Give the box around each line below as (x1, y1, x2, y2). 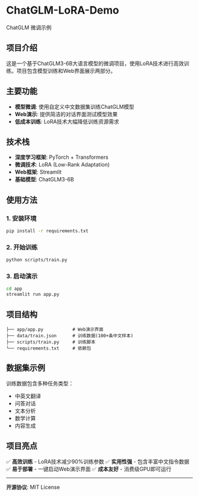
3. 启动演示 (6, 272, 38, 280)
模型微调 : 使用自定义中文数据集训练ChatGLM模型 (14, 103, 134, 110)
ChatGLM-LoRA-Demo (6, 4, 120, 17)
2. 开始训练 (6, 243, 38, 251)
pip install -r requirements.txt (6, 228, 89, 234)
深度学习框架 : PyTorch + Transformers (14, 153, 108, 161)
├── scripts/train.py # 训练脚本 (6, 339, 96, 345)
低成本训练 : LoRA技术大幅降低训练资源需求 (14, 118, 120, 125)
